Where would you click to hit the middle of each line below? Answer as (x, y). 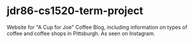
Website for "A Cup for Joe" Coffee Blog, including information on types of (97, 27)
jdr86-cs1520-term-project (75, 11)
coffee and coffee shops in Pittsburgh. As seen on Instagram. (81, 33)
